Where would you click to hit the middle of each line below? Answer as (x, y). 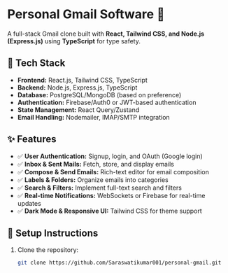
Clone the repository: (48, 250)
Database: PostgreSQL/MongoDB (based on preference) (99, 94)
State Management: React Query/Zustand (78, 110)
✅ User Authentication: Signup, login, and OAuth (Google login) (110, 156)
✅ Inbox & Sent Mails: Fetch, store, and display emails (96, 164)
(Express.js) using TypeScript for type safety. (74, 41)
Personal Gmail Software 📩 (86, 14)
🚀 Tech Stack (36, 63)
